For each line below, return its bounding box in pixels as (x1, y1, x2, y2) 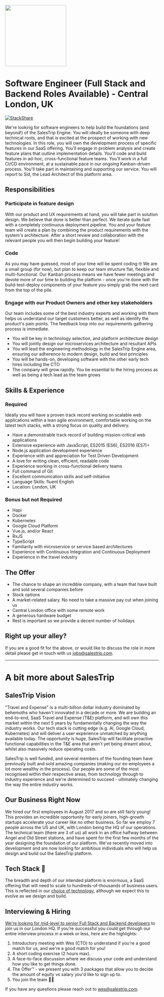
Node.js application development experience (12, 447, 102, 453)
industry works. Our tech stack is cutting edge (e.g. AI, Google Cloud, (5, 725, 145, 731)
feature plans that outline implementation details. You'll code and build (5, 150, 146, 156)
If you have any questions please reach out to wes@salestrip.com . (5, 986, 139, 992)
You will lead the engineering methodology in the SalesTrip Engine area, (12, 346, 157, 352)
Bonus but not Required (5, 496, 62, 503)
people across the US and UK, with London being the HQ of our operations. (5, 824, 157, 830)
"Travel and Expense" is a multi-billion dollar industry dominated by (5, 704, 141, 710)
